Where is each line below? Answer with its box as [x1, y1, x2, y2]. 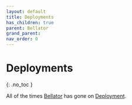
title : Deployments [6, 14, 54, 20]
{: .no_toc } [6, 81, 33, 88]
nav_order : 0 [6, 36, 38, 42]
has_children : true [6, 19, 54, 25]
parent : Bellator [6, 25, 49, 31]
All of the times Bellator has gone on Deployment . [6, 92, 127, 99]
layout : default [6, 8, 46, 15]
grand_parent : [6, 31, 41, 37]
